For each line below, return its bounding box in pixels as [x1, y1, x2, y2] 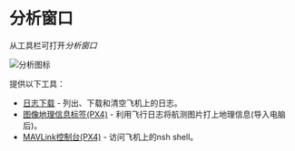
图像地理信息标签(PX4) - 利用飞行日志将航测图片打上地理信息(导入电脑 [22, 109, 286, 119]
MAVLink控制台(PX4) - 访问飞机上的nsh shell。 [22, 131, 199, 142]
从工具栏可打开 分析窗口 [9, 40, 97, 51]
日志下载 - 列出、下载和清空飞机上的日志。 [22, 97, 183, 109]
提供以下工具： [9, 78, 65, 89]
